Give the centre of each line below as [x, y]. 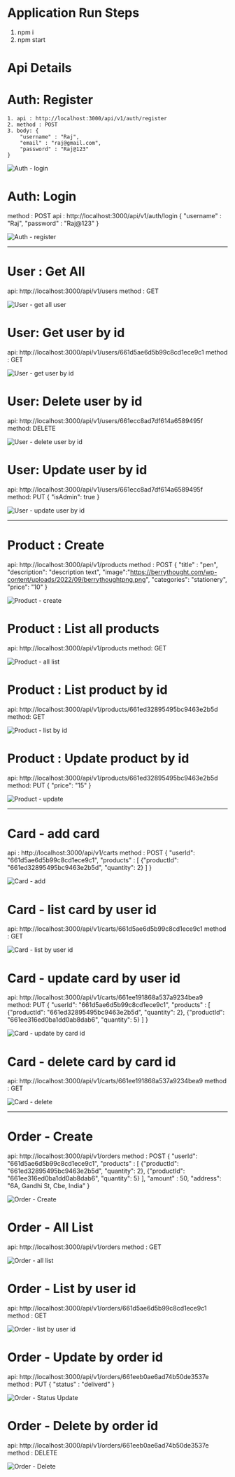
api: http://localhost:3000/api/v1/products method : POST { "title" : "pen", [113, 564]
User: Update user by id [77, 470]
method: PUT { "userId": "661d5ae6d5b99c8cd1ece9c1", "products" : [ [109, 1005]
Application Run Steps [73, 13]
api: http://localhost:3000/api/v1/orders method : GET [85, 1247]
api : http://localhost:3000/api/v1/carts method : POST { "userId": [101, 853]
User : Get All [46, 272]
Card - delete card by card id [92, 1062]
